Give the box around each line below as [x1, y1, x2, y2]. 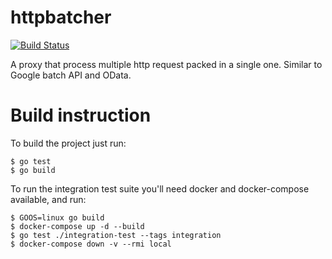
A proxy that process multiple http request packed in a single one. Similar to [10, 58, 323, 70]
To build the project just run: [10, 137, 127, 149]
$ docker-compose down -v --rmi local [10, 239, 172, 249]
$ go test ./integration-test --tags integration [10, 230, 222, 240]
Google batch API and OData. [10, 69, 132, 81]
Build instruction [10, 104, 152, 127]
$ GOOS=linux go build [10, 212, 105, 223]
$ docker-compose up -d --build [10, 221, 145, 231]
